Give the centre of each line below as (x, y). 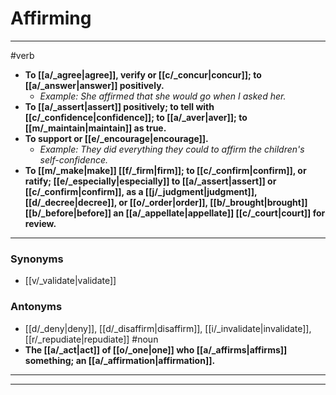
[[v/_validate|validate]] (70, 281)
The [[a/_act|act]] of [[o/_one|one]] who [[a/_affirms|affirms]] (156, 349)
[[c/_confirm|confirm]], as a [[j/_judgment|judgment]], (141, 191)
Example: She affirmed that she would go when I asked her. (163, 96)
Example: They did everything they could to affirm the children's (172, 149)
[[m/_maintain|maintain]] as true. (95, 128)
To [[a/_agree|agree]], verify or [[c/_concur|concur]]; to (143, 74)
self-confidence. (74, 159)
